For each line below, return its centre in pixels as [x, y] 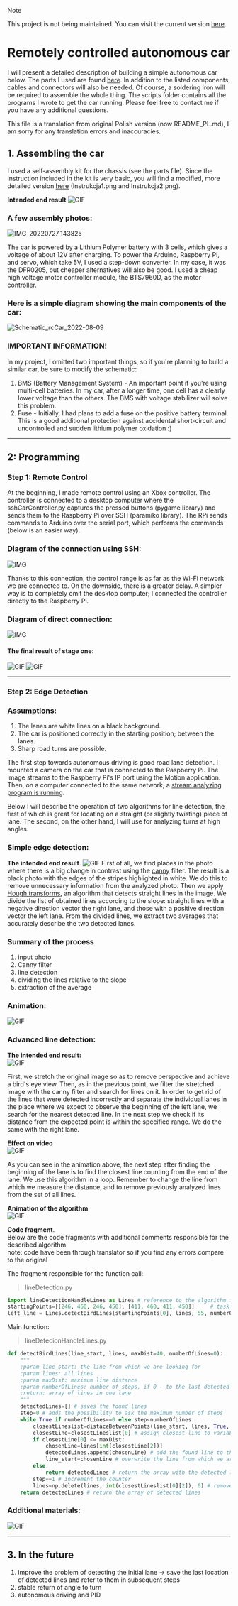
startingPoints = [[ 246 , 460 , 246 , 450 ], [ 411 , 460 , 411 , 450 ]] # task [119, 1307]
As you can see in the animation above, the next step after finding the [109, 1164]
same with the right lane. [44, 1129]
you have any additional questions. [58, 110]
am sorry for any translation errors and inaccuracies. [84, 131]
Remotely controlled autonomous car [119, 53]
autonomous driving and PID [59, 1595]
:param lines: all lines [57, 1373]
